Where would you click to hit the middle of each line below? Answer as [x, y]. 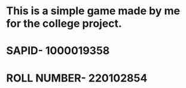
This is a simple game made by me [93, 11]
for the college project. [64, 23]
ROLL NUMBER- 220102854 [77, 78]
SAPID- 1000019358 [58, 51]
